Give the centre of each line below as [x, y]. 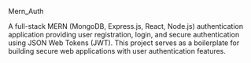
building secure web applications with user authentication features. [117, 51]
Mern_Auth [26, 11]
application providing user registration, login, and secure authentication [124, 35]
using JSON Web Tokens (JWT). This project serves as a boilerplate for [124, 43]
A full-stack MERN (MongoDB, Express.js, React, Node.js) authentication [126, 26]
